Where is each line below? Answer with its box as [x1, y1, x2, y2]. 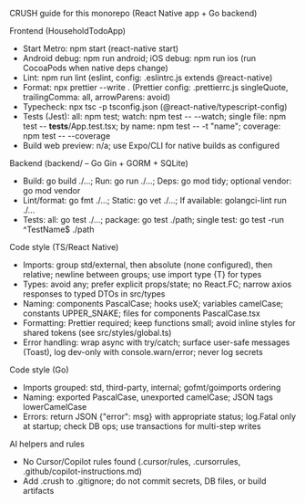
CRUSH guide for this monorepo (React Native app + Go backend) [9, 8, 258, 18]
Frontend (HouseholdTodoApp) [9, 26, 126, 36]
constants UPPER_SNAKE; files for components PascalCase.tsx [22, 308, 261, 319]
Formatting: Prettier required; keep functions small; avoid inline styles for [22, 318, 296, 328]
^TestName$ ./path [22, 224, 95, 235]
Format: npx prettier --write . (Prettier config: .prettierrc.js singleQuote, [22, 82, 289, 92]
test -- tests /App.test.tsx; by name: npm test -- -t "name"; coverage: [22, 121, 281, 131]
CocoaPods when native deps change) [22, 63, 168, 73]
